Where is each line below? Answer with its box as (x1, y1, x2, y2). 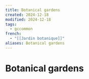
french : (5, 31, 22, 36)
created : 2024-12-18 (5, 12, 49, 17)
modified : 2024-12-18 (5, 17, 51, 22)
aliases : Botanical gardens (5, 41, 65, 46)
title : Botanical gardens (5, 7, 60, 13)
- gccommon (10, 27, 33, 32)
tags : (5, 21, 17, 27)
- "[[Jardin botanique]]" (10, 36, 65, 41)
